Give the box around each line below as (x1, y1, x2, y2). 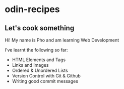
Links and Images (12, 62, 49, 68)
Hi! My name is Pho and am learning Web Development (5, 37, 119, 43)
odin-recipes (5, 4, 60, 15)
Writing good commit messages (12, 78, 79, 84)
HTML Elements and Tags (12, 57, 66, 63)
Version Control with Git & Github (12, 73, 81, 79)
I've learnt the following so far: (5, 47, 69, 53)
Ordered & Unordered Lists (12, 67, 69, 73)
